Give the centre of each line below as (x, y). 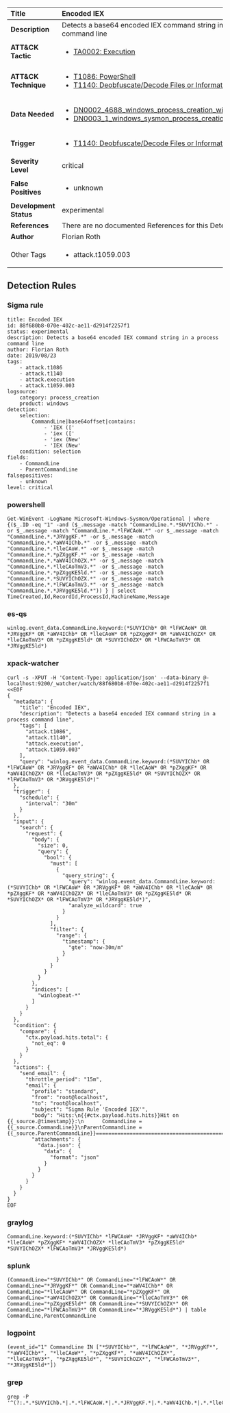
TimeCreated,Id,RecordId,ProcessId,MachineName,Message (88, 597)
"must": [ (64, 863)
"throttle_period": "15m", (64, 1079)
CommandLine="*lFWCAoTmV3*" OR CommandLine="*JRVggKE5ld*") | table (107, 1310)
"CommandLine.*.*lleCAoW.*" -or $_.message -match (81, 549)
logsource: (23, 391)
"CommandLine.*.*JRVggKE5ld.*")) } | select (72, 591)
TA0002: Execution (104, 52)
